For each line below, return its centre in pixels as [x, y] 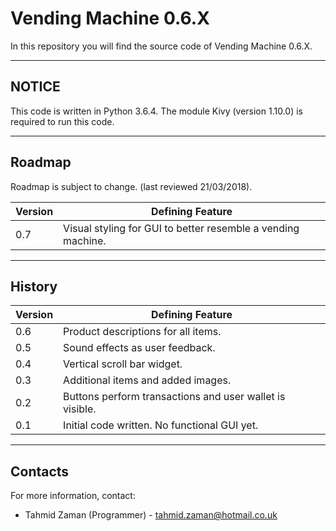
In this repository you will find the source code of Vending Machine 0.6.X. [161, 46]
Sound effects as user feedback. [139, 348]
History [34, 286]
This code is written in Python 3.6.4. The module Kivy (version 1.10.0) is [156, 111]
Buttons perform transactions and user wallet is [174, 397]
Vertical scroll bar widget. [123, 364]
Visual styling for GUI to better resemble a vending [181, 228]
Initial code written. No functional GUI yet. [161, 425]
